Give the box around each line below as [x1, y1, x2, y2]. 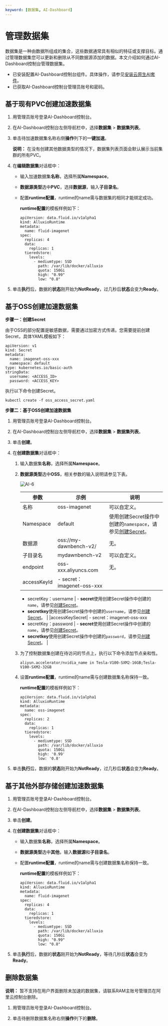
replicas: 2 [24, 717, 49, 722]
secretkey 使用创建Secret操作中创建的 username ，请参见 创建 [27, 608, 150, 614]
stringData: [5, 370, 30, 375]
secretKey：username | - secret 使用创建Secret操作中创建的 [27, 596, 151, 602]
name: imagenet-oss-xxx [9, 357, 59, 362]
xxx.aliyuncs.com [57, 567, 98, 574]
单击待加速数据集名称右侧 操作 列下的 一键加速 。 [12, 135, 109, 141]
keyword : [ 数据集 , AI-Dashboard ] [5, 7, 72, 13]
